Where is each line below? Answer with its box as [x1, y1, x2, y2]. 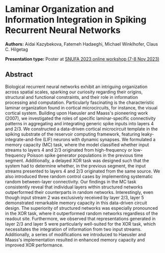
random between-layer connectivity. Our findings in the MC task [5, 178, 136, 184]
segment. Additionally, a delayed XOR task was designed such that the [5, 158, 150, 164]
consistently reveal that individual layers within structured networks [5, 184, 143, 190]
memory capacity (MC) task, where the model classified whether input [5, 142, 150, 148]
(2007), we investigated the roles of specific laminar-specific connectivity [5, 115, 156, 121]
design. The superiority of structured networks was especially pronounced [5, 205, 158, 211]
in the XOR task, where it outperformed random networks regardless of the [5, 210, 158, 216]
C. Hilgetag [5, 46, 28, 52]
